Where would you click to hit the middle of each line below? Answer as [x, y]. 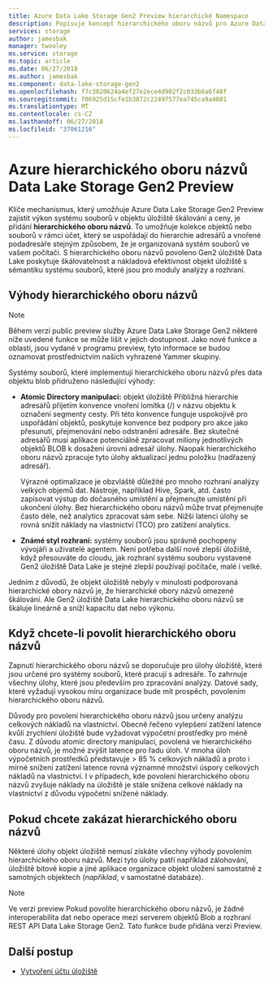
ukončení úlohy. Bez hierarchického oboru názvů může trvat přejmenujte [142, 507]
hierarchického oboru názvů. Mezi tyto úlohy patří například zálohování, [128, 860]
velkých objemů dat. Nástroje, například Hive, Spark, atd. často [126, 490]
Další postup [41, 951]
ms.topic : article [39, 62]
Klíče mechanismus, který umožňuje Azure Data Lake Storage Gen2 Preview [136, 209]
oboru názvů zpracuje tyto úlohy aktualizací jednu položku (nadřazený [138, 457]
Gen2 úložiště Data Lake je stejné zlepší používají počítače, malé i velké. [141, 566]
